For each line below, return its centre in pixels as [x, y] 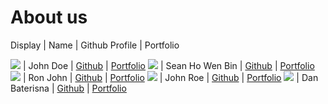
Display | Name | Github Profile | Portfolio [95, 45]
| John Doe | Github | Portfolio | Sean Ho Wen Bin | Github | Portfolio [168, 65]
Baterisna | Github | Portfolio [68, 88]
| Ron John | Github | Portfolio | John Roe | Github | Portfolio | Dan [170, 77]
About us [49, 17]
